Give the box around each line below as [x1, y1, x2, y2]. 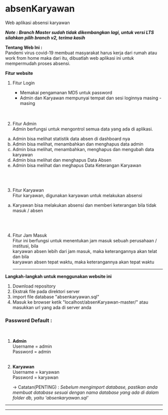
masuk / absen [12, 207, 43, 213]
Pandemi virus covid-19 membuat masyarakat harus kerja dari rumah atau [5, 50, 157, 56]
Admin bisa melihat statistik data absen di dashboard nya [12, 135, 130, 142]
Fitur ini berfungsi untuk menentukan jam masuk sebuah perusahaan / [12, 237, 157, 243]
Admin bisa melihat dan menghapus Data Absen [12, 157, 111, 163]
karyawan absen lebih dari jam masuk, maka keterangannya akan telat [12, 248, 157, 254]
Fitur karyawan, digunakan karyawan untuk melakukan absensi [12, 192, 142, 198]
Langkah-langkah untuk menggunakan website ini [5, 273, 112, 279]
